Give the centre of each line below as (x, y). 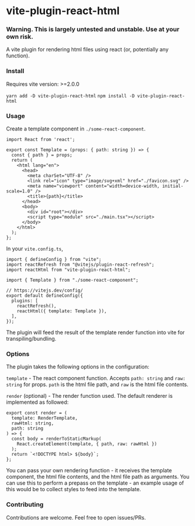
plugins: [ (25, 301)
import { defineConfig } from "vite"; (54, 260)
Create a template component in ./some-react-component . (76, 129)
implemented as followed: (38, 402)
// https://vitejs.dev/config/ (45, 290)
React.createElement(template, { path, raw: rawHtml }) (87, 444)
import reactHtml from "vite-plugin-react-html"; (69, 270)
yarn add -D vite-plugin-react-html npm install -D (70, 96)
